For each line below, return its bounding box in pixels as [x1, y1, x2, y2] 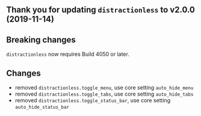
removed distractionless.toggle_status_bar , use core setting [14, 97, 171, 104]
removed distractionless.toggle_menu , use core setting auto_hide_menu [14, 84, 194, 91]
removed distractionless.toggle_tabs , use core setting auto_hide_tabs [14, 90, 194, 98]
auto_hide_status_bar [14, 105, 69, 111]
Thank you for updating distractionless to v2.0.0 [6, 5, 196, 15]
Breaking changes [6, 34, 76, 44]
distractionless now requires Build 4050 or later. [6, 50, 129, 58]
